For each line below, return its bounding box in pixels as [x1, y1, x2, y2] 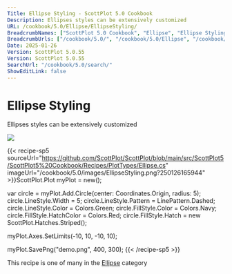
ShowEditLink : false [7, 68, 67, 75]
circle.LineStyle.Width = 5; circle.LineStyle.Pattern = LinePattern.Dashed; [7, 197, 215, 205]
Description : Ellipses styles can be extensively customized [7, 17, 187, 23]
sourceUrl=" [7, 154, 43, 162]
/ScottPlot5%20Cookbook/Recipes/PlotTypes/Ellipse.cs [7, 162, 166, 170]
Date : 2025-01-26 [7, 42, 57, 49]
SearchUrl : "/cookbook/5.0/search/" [7, 61, 113, 68]
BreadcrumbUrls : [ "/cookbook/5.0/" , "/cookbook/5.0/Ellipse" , [7, 36, 190, 43]
